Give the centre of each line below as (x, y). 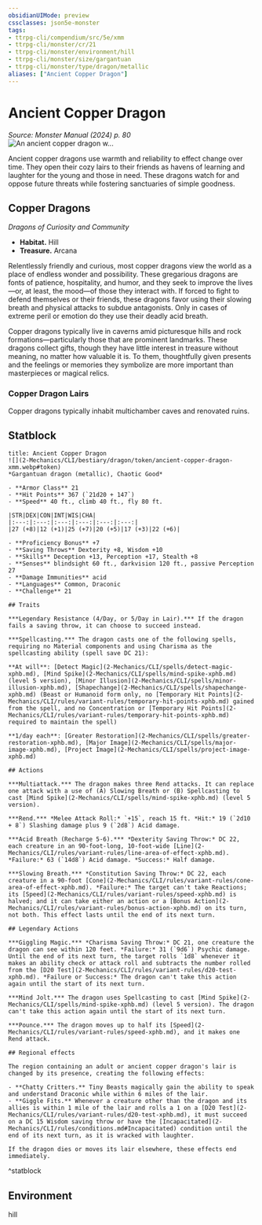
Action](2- (212, 901)
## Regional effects (42, 1053)
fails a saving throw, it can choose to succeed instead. (105, 626)
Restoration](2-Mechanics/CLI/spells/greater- (173, 736)
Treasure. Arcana (48, 251)
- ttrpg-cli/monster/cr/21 (52, 45)
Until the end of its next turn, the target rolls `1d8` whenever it (124, 957)
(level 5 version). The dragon (203, 1005)
